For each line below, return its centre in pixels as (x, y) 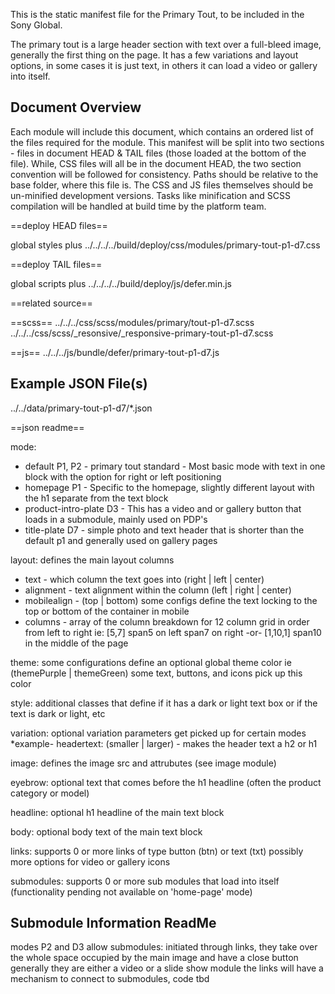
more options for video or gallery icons (90, 861)
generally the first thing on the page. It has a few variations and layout (154, 55)
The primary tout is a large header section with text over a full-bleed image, (166, 44)
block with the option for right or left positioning (123, 476)
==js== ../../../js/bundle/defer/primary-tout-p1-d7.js (115, 352)
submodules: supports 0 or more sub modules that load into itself (145, 881)
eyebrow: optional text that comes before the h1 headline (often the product (166, 782)
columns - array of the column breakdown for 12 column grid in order (167, 621)
